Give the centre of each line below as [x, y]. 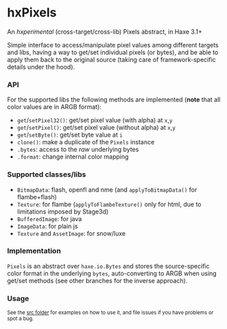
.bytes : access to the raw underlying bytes [78, 150]
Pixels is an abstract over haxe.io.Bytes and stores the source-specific [108, 266]
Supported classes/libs [47, 174]
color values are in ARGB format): [54, 107]
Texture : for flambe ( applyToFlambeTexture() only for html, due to [109, 204]
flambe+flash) [37, 196]
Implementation [34, 251]
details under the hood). [41, 67]
